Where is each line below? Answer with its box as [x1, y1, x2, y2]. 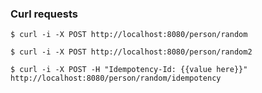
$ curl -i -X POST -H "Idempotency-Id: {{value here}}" [10, 65, 248, 75]
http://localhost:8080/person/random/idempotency [10, 73, 222, 84]
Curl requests [10, 7, 78, 21]
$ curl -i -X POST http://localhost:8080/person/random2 [10, 47, 253, 57]
